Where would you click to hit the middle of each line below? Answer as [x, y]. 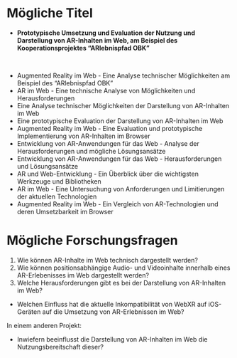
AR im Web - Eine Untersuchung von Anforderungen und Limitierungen [121, 189]
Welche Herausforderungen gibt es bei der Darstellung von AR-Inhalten [121, 283]
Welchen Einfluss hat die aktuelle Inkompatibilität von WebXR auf [112, 304]
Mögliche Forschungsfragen [92, 241]
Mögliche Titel [50, 13]
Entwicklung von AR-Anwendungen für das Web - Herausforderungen [119, 159]
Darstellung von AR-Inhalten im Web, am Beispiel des [97, 40]
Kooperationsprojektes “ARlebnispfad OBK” [83, 48]
